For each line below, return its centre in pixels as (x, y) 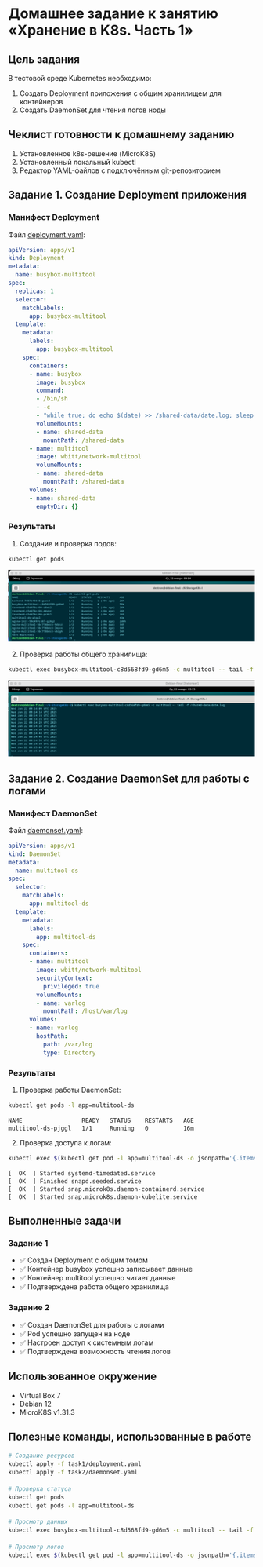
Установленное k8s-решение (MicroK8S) (88, 153)
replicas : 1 (35, 291)
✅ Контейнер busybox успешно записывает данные (106, 1269)
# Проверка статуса (40, 1488)
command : (50, 391)
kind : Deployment (36, 258)
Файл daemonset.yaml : (46, 830)
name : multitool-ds (47, 871)
